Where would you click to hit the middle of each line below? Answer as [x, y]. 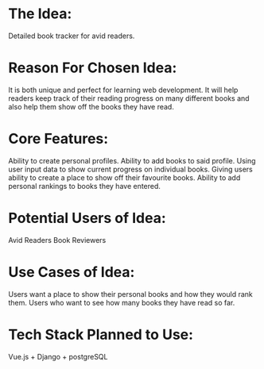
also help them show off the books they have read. [91, 106]
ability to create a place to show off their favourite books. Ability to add [124, 177]
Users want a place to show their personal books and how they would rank [130, 294]
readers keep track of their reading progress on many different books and [129, 98]
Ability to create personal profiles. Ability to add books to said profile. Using [132, 160]
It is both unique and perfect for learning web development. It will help [123, 90]
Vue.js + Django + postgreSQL [58, 356]
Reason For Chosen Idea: [93, 68]
